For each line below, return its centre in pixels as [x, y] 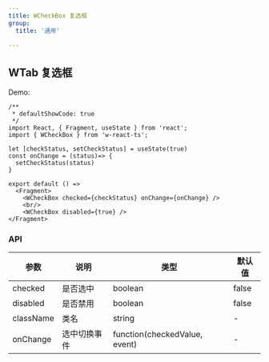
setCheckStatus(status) [55, 163]
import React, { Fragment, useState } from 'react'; [98, 128]
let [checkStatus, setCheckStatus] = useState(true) [98, 149]
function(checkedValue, [158, 335]
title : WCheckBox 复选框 [48, 16]
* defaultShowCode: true [53, 114]
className [33, 319]
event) [125, 344]
